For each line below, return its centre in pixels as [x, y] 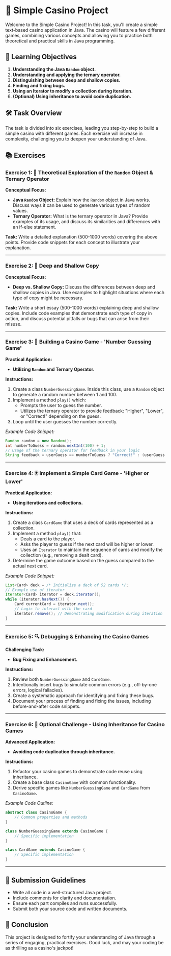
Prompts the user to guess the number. [61, 405]
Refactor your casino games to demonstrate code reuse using [77, 772]
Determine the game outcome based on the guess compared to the [83, 560]
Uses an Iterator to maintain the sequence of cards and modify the [91, 549]
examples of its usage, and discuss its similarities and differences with [86, 222]
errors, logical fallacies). [38, 690]
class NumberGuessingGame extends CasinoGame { [57, 831]
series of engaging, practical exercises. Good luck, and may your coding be [84, 942]
